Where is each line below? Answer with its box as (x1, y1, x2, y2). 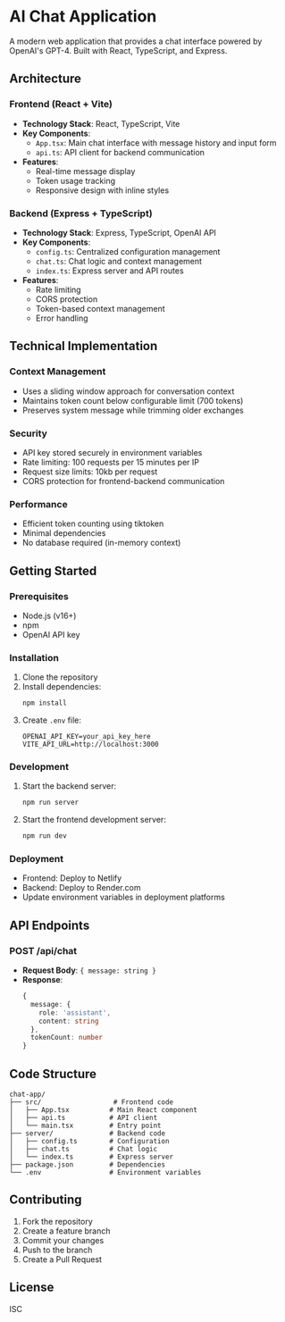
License (9, 1280, 54, 1295)
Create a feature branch (21, 1226, 111, 1236)
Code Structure (9, 1066, 96, 1082)
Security (9, 427, 47, 439)
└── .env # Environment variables (9, 1168, 202, 1177)
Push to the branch (21, 1244, 93, 1255)
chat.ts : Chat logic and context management (35, 255, 203, 266)
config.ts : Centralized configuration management (35, 246, 221, 256)
